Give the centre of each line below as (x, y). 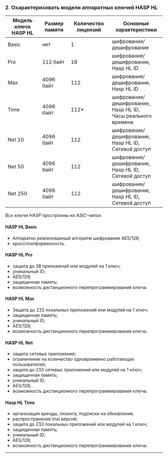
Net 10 (16, 140)
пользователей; (29, 364)
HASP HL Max (20, 299)
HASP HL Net (19, 343)
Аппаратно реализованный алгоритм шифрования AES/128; (76, 238)
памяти (54, 30)
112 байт (53, 62)
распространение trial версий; (45, 419)
